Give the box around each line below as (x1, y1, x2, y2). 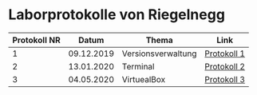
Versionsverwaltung (121, 48, 197, 59)
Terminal (121, 61, 155, 72)
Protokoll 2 (204, 61, 246, 72)
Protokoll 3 (204, 73, 246, 85)
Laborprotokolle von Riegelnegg (8, 6, 226, 24)
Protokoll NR (12, 34, 61, 46)
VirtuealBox (121, 73, 166, 85)
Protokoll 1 (204, 48, 246, 59)
